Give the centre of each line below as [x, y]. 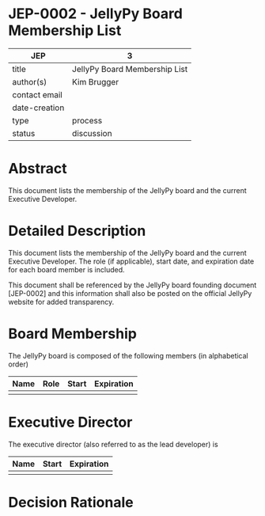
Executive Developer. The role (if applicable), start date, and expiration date [131, 261]
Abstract [38, 169]
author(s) [30, 82]
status [24, 133]
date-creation [38, 108]
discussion [92, 133]
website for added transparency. [61, 302]
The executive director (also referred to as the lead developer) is [114, 444]
